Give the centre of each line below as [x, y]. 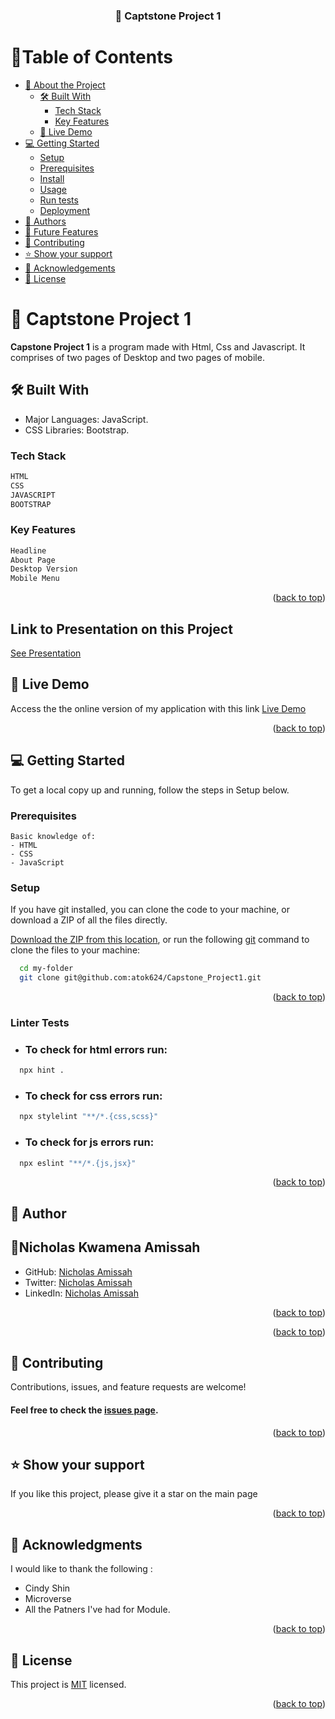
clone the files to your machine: [75, 950]
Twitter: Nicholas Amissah [78, 1282]
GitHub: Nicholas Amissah [78, 1271]
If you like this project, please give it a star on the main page [134, 1494]
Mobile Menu [35, 579]
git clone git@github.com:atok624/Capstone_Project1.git [140, 978]
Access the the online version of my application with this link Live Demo [158, 708]
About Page [33, 560]
